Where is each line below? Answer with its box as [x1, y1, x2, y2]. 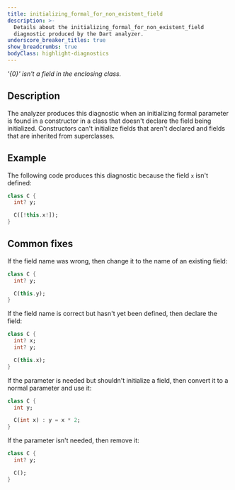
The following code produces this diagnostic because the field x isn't [7, 171, 209, 180]
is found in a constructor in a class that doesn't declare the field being [7, 116, 212, 125]
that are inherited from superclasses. [7, 131, 115, 140]
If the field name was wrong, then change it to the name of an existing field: [7, 256, 228, 265]
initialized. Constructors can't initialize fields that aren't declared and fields [7, 124, 225, 132]
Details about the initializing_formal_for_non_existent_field [13, 23, 204, 31]
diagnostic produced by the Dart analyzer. [13, 30, 144, 38]
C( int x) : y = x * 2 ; [13, 417, 81, 424]
